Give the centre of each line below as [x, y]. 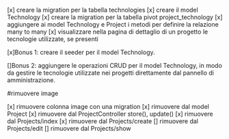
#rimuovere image [33, 93]
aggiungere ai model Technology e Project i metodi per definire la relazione [113, 24]
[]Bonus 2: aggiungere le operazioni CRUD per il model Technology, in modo [114, 65]
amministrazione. [31, 80]
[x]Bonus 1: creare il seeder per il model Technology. [81, 52]
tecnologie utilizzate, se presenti [53, 39]
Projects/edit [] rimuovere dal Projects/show [69, 128]
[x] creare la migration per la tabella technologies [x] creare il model [103, 10]
